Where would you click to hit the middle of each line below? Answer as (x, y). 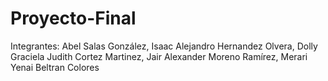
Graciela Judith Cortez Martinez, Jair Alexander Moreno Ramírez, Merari (159, 56)
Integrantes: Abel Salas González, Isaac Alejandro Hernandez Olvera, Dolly (164, 46)
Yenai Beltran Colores (55, 67)
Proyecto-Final (73, 18)
